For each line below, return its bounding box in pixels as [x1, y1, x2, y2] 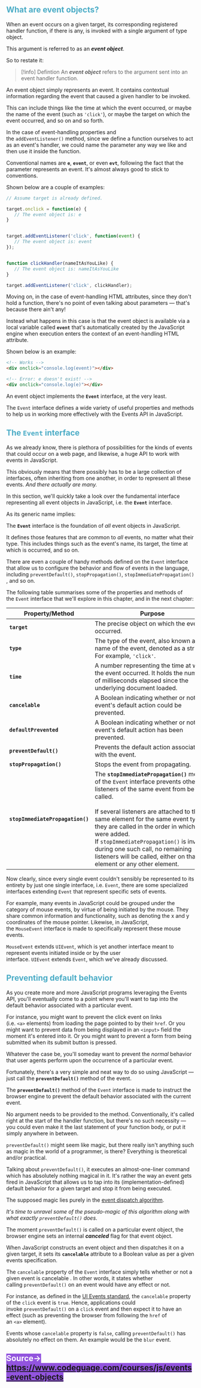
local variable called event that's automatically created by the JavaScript [6, 323, 185, 331]
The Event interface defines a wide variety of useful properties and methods [6, 404, 194, 411]
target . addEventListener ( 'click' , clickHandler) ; [6, 282, 133, 288]
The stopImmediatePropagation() [95, 770, 187, 778]
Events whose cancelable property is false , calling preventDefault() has [6, 1329, 186, 1336]
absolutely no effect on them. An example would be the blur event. [6, 1336, 172, 1343]
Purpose [140, 609, 165, 618]
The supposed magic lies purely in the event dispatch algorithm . [6, 1196, 165, 1203]
